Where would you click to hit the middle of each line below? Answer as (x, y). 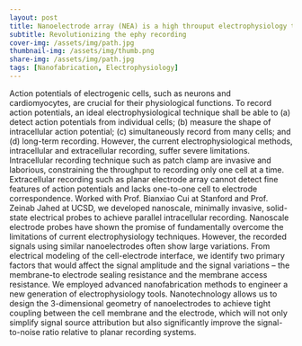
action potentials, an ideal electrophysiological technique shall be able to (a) (150, 112)
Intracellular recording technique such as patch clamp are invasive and (140, 160)
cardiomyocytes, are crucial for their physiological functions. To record (141, 102)
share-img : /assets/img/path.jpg (72, 59)
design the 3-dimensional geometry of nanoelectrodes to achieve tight (140, 303)
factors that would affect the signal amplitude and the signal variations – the (150, 265)
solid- (277, 208)
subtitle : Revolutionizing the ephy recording (98, 34)
